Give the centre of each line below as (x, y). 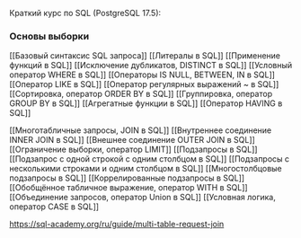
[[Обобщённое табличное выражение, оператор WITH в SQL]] (129, 188)
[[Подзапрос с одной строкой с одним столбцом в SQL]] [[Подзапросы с (150, 159)
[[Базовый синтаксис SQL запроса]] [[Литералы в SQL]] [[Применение (145, 56)
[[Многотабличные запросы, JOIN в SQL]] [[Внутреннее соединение (141, 130)
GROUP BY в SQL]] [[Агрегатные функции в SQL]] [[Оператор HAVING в (146, 103)
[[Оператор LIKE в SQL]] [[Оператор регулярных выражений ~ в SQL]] (144, 84)
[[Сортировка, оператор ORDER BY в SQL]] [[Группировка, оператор (141, 94)
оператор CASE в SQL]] (54, 207)
